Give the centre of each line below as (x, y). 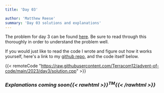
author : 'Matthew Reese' (30, 18)
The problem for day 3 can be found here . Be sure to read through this (76, 37)
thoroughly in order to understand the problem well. (57, 42)
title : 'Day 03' (21, 9)
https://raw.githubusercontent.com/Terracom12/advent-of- (100, 66)
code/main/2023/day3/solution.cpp (41, 71)
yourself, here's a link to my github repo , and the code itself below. (72, 56)
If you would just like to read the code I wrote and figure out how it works (79, 51)
